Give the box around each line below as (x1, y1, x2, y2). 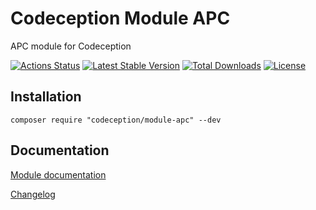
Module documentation (10, 168, 107, 181)
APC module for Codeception (10, 40, 132, 52)
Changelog (10, 188, 56, 200)
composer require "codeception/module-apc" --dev (10, 115, 222, 125)
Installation (10, 88, 82, 106)
